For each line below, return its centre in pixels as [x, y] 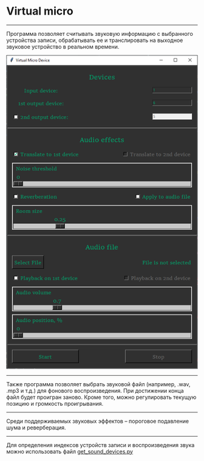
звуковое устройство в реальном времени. [63, 46]
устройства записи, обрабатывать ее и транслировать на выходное [95, 40]
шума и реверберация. [36, 428]
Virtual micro [40, 11]
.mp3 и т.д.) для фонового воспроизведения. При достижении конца [95, 390]
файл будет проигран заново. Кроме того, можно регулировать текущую [101, 397]
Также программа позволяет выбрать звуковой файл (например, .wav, [98, 384]
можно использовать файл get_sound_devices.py [70, 451]
